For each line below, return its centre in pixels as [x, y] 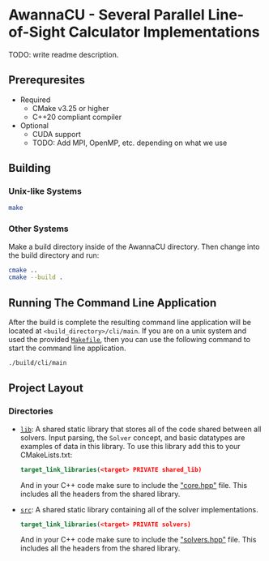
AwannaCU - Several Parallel [107, 15]
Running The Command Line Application [113, 303]
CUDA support [56, 134]
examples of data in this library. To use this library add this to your [130, 446]
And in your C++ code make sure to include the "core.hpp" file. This [134, 485]
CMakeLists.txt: [46, 455]
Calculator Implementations [164, 32]
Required [35, 100]
